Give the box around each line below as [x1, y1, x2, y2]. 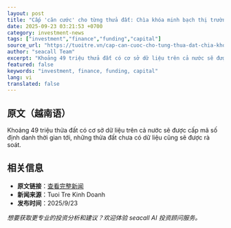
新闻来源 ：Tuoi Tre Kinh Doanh [16, 190, 105, 198]
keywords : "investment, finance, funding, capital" [7, 67, 158, 74]
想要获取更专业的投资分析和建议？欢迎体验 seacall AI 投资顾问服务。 [7, 214, 201, 222]
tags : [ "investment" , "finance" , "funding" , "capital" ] [7, 36, 162, 43]
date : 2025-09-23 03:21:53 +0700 [7, 23, 103, 30]
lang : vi [7, 73, 32, 81]
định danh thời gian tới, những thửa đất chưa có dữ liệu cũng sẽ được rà [7, 133, 210, 141]
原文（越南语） [7, 107, 71, 119]
